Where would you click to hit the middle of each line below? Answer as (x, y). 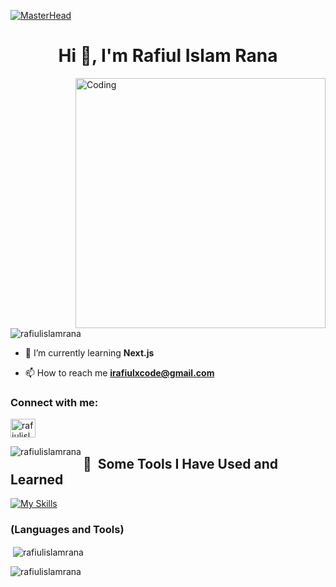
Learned (37, 479)
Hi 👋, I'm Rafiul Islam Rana (168, 56)
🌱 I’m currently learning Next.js (89, 352)
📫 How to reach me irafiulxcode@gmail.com (119, 372)
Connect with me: (54, 402)
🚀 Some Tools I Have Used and (180, 463)
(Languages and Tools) (67, 529)
